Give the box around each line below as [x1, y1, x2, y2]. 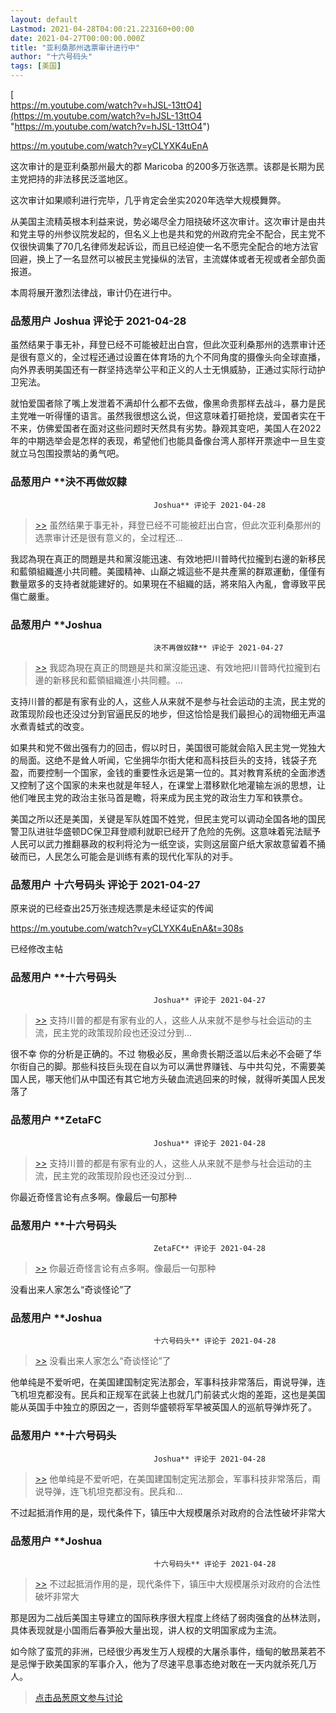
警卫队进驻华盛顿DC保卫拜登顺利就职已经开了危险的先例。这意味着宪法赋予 [10, 825, 322, 837]
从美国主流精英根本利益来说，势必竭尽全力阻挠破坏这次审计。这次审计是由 [10, 216, 317, 227]
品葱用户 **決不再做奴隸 [10, 475, 127, 489]
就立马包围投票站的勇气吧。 [10, 447, 125, 460]
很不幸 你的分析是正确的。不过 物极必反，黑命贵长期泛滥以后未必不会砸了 [10, 1048, 313, 1060]
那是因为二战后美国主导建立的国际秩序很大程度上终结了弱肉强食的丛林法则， [10, 1611, 326, 1623]
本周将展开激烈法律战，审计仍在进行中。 [10, 287, 177, 298]
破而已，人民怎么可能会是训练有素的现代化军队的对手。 [10, 850, 238, 862]
